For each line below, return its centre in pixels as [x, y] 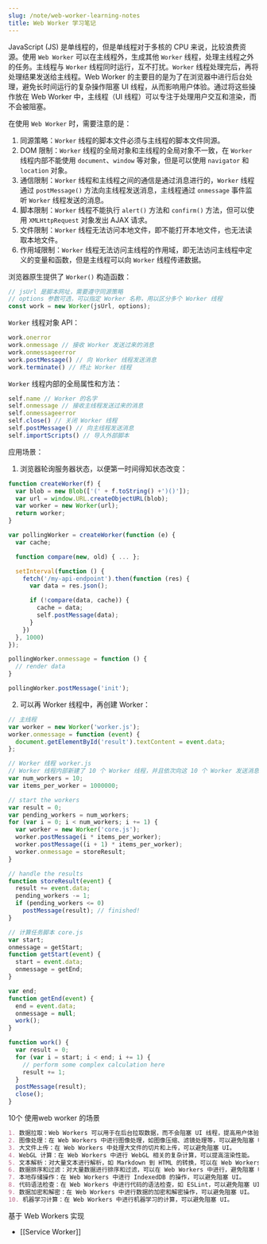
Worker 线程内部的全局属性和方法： [65, 384]
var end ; [23, 991]
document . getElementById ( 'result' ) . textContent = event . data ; [120, 742]
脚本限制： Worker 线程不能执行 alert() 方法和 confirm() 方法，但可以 [133, 210]
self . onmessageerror [43, 413]
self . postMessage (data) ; [78, 615]
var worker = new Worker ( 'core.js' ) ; [78, 830]
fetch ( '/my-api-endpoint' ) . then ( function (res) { [106, 579]
